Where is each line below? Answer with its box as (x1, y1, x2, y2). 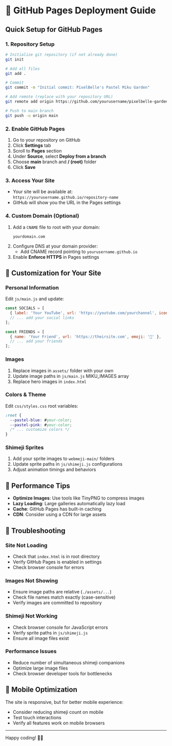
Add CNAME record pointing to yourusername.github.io (20, 248, 138, 255)
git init (5, 56, 24, 62)
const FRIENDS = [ (5, 329, 45, 334)
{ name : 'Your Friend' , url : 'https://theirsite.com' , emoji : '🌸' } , (10, 334, 161, 339)
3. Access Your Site (5, 177, 55, 184)
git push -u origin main (5, 113, 58, 118)
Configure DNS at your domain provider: (12, 243, 98, 249)
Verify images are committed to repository (12, 600, 102, 606)
